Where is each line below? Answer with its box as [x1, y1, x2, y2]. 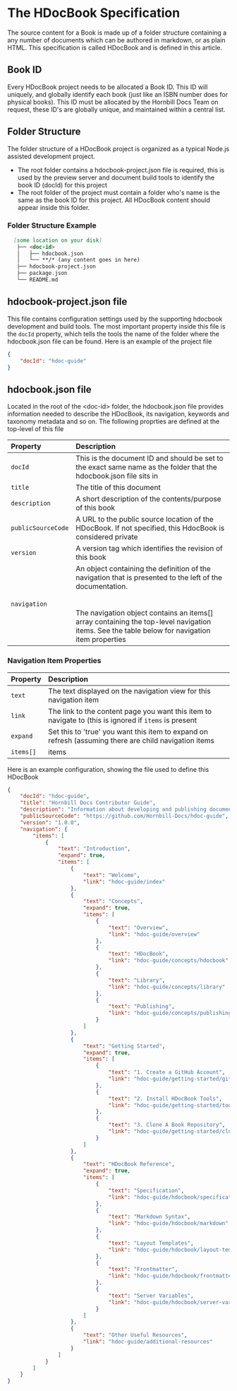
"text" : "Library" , [108, 977, 166, 984]
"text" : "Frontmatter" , [108, 1266, 178, 1273]
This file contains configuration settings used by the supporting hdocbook [7, 315, 223, 323]
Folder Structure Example [7, 221, 97, 230]
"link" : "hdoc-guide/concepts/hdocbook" [108, 957, 229, 964]
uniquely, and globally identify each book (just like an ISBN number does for [7, 90, 229, 98]
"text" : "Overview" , [108, 924, 169, 931]
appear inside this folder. [17, 203, 90, 211]
